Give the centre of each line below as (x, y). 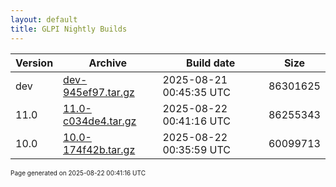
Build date (211, 63)
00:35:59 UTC (196, 149)
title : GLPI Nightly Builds (69, 29)
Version (34, 63)
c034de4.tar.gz (100, 121)
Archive (108, 63)
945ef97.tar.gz (99, 92)
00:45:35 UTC (196, 92)
